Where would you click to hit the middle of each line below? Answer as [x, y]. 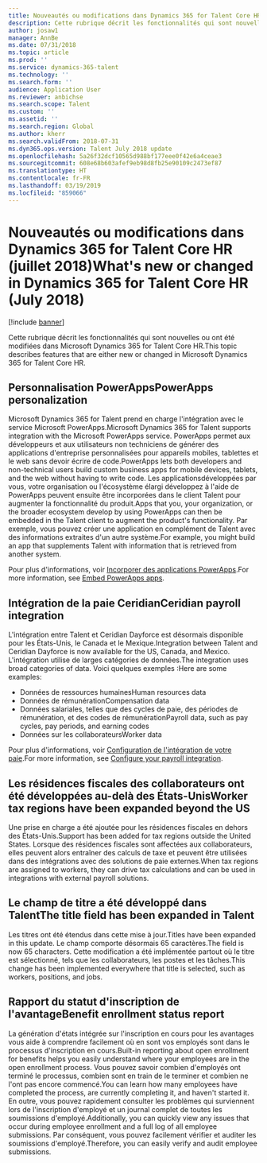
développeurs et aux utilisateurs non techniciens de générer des [114, 444]
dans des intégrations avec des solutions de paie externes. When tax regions [133, 861]
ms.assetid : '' [33, 119]
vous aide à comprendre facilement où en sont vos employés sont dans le [129, 1041]
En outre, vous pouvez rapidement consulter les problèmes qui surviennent [131, 1101]
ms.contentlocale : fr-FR [49, 178]
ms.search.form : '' [41, 82]
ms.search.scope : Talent [49, 104]
